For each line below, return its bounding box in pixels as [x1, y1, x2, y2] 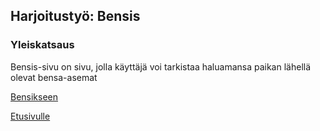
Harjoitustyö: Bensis [10, 8, 141, 25]
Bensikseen [10, 90, 59, 103]
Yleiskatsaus [10, 38, 75, 52]
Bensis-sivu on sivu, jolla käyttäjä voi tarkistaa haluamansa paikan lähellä [10, 60, 312, 73]
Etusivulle [10, 110, 51, 122]
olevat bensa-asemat [10, 71, 98, 83]
